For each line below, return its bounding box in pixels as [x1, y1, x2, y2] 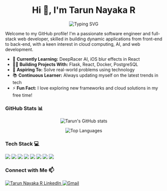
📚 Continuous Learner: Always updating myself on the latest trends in [12, 72, 159, 78]
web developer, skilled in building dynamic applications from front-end [17, 36, 163, 42]
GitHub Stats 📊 [5, 104, 43, 111]
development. [5, 46, 33, 52]
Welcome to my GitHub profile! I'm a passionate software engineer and [5, 30, 151, 36]
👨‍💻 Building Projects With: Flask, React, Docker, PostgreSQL [12, 61, 139, 67]
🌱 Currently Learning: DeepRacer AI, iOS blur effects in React [12, 56, 140, 62]
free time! [12, 92, 32, 98]
